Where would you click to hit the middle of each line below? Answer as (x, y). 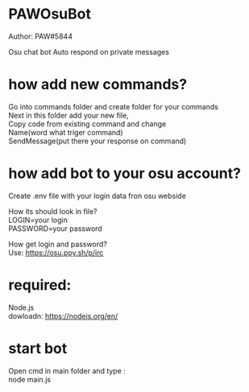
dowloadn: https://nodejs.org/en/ (63, 316)
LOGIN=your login (38, 220)
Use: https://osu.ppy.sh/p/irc (56, 252)
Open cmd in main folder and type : (67, 370)
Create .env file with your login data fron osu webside (98, 196)
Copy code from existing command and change (87, 124)
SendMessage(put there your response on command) (98, 141)
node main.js (29, 379)
